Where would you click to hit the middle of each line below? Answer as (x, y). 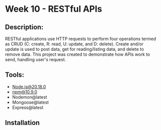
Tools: (15, 75)
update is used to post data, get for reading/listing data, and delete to (75, 49)
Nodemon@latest (29, 97)
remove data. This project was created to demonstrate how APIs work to (78, 54)
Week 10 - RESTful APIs (54, 9)
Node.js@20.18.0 (29, 87)
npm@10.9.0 (25, 92)
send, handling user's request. (36, 59)
